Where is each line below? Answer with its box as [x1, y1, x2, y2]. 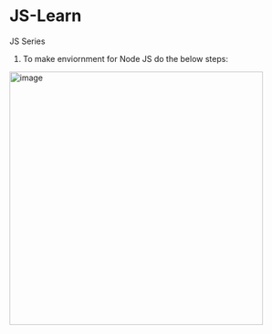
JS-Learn [9, 5, 82, 26]
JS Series [9, 36, 46, 47]
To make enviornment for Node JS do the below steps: [22, 53, 228, 64]
